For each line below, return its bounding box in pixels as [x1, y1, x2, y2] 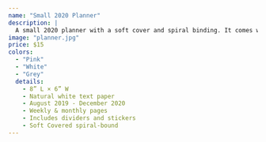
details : [15, 77, 44, 85]
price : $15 [8, 41, 44, 49]
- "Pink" [15, 56, 44, 64]
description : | [8, 19, 59, 27]
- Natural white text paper [22, 92, 115, 100]
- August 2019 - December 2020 [22, 99, 126, 107]
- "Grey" [15, 70, 44, 78]
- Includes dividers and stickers [22, 114, 136, 122]
